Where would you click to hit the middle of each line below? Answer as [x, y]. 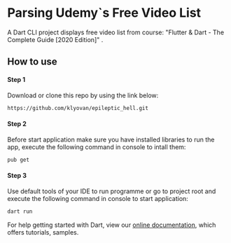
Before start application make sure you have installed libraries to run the [111, 139]
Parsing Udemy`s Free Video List [104, 13]
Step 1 [16, 79]
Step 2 [17, 124]
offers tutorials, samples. [43, 232]
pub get [19, 160]
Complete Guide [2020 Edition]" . [55, 39]
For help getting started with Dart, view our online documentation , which [112, 225]
